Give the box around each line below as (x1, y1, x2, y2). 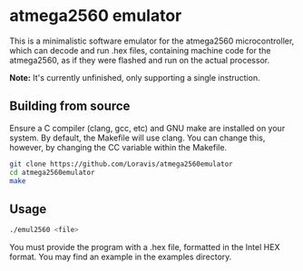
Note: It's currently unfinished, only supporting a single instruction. (9, 72, 260, 82)
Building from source (9, 99, 131, 114)
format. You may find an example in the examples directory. (9, 251, 232, 263)
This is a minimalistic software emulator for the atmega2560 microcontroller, (9, 35, 295, 46)
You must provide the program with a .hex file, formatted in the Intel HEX (9, 242, 280, 253)
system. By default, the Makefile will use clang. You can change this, (9, 132, 266, 143)
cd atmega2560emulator (9, 168, 95, 177)
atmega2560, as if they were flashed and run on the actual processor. (9, 54, 270, 65)
